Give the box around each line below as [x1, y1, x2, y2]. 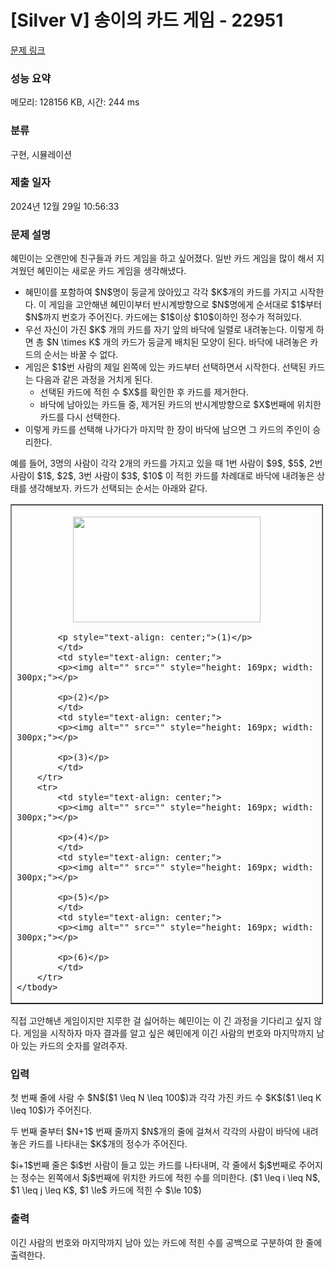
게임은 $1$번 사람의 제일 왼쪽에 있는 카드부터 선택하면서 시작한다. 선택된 [24, 361, 307, 373]
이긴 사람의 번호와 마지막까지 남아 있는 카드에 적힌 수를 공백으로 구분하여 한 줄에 [10, 1236, 323, 1248]
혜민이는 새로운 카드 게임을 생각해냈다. [36, 265, 187, 277]
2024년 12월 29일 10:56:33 [10, 200, 120, 212]
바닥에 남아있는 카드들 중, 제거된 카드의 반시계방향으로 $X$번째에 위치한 [39, 399, 322, 411]
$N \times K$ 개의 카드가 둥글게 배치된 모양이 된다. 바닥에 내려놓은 [46, 336, 308, 348]
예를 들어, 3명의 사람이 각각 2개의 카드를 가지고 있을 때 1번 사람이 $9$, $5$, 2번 [10, 457, 323, 470]
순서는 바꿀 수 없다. [43, 349, 119, 361]
